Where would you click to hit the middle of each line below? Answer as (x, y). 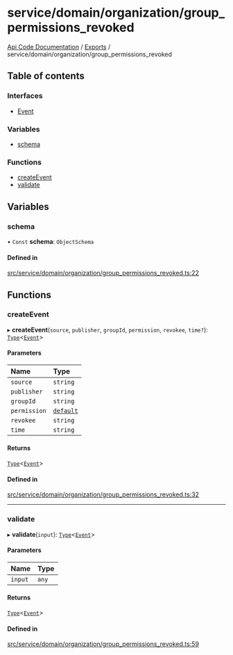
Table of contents (46, 76)
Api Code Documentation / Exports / (59, 47)
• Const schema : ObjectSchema (51, 241)
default (66, 411)
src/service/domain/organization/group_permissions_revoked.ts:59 (103, 644)
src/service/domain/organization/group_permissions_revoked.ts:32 (103, 494)
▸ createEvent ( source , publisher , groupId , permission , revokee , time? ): (107, 330)
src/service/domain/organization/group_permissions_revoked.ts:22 (103, 273)
